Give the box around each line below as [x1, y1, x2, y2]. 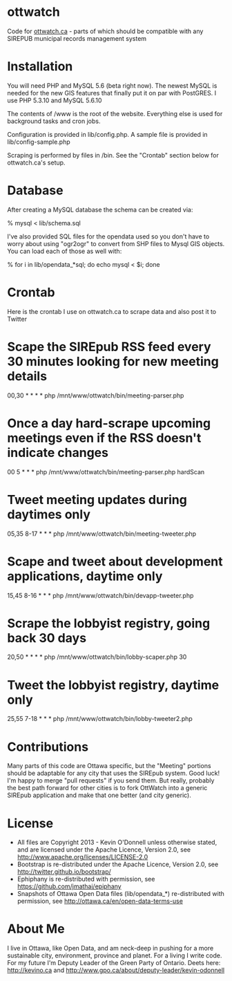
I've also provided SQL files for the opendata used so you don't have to [7, 232, 210, 241]
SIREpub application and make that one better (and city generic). [7, 791, 192, 799]
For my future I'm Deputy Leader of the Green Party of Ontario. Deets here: [7, 959, 221, 967]
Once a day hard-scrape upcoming [7, 415, 211, 431]
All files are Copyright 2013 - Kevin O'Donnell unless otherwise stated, [17, 838, 217, 847]
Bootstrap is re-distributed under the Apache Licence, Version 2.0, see [17, 860, 219, 868]
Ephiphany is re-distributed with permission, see [17, 875, 155, 884]
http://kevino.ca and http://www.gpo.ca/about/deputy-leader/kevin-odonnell [7, 966, 225, 975]
